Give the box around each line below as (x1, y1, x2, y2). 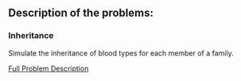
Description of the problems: (8, 6, 154, 20)
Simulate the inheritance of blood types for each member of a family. (8, 48, 234, 58)
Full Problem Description (8, 64, 89, 73)
